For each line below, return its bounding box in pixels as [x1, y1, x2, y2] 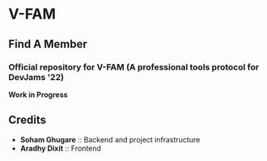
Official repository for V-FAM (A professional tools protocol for [8, 61, 260, 73]
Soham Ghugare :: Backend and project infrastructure [19, 134, 201, 144]
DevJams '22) [8, 71, 65, 83]
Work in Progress [8, 90, 68, 100]
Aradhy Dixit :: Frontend [19, 143, 101, 153]
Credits [8, 113, 47, 127]
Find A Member [8, 37, 87, 51]
